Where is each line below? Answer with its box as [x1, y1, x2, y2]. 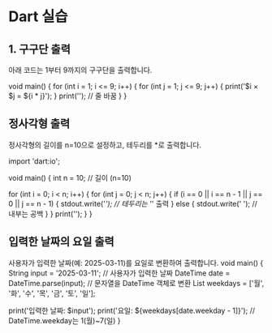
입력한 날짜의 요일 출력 [8, 235, 115, 249]
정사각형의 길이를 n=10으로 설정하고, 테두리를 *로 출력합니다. [8, 139, 201, 150]
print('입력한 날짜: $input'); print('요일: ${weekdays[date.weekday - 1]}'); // [8, 305, 256, 315]
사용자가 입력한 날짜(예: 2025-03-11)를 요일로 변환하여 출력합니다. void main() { [8, 258, 264, 267]
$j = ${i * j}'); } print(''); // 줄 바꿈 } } [8, 91, 127, 100]
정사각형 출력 [8, 117, 71, 130]
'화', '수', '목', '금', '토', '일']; [8, 288, 96, 298]
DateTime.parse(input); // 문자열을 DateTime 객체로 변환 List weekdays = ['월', [8, 278, 265, 288]
